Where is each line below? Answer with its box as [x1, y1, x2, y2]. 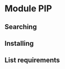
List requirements [4, 56, 60, 65]
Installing [4, 39, 34, 47]
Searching [4, 23, 37, 31]
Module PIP [4, 3, 52, 14]
